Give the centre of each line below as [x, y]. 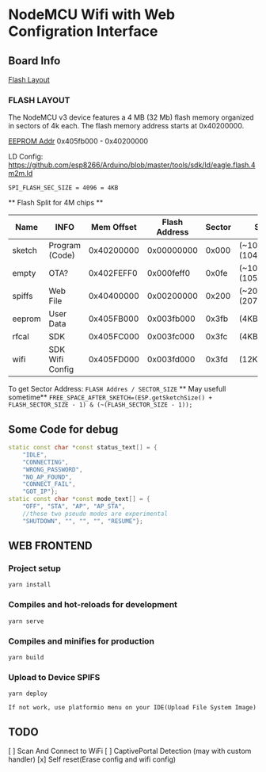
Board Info [34, 61]
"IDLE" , [35, 455]
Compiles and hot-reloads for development [93, 605]
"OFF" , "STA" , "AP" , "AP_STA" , [74, 506]
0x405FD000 [114, 360]
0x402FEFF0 [113, 273]
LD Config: [26, 157]
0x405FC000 [114, 337]
